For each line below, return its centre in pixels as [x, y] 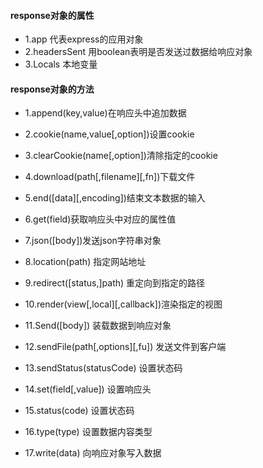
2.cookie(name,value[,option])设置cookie [109, 134]
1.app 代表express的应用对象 [84, 39]
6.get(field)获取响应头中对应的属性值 [100, 219]
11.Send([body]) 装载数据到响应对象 [98, 326]
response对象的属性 [52, 15]
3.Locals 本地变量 [61, 64]
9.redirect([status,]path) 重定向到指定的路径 [115, 283]
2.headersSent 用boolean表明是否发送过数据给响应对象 [138, 52]
